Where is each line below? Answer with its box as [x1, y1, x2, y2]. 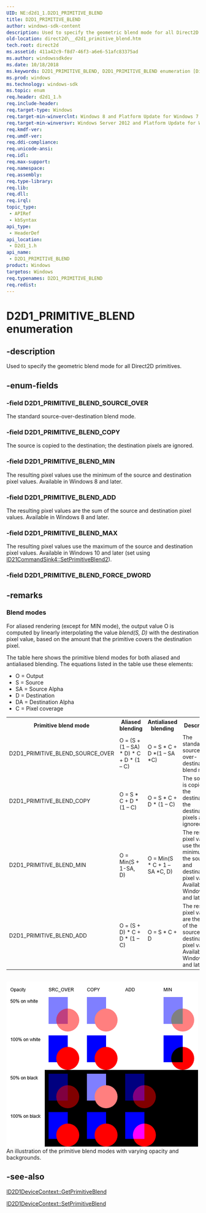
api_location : [6, 236, 43, 242]
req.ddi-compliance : [6, 139, 59, 145]
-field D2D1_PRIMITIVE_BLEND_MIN [6, 457, 115, 466]
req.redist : [6, 282, 37, 288]
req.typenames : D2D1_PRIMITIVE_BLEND [6, 275, 103, 282]
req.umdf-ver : [6, 133, 43, 139]
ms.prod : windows [6, 74, 51, 81]
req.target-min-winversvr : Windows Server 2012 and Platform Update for [6, 120, 196, 126]
